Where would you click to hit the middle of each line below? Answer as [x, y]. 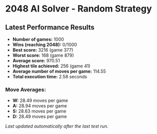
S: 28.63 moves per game [39, 111]
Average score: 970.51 [36, 60]
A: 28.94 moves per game [40, 106]
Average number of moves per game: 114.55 [59, 71]
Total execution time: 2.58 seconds [50, 77]
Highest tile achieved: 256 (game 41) [51, 66]
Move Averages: [26, 89]
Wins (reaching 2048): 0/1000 [45, 45]
